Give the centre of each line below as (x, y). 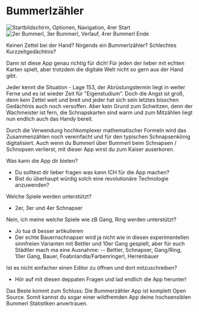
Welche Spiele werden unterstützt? (49, 196)
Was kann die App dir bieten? (42, 160)
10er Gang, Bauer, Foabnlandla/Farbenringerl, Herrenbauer (87, 256)
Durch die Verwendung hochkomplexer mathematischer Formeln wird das (97, 130)
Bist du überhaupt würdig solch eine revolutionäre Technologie (91, 178)
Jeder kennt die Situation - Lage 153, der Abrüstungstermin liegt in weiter (96, 87)
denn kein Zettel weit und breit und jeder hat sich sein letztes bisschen (93, 100)
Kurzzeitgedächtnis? (31, 51)
